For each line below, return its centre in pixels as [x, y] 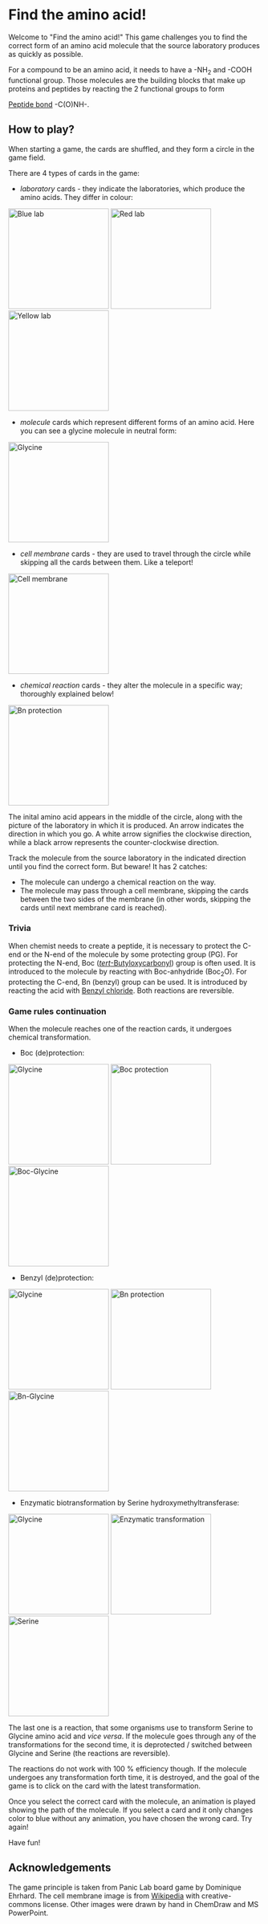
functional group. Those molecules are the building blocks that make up [127, 80]
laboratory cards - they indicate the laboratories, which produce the [132, 188]
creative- [217, 1895]
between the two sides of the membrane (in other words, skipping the [135, 899]
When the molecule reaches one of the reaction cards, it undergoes [120, 1028]
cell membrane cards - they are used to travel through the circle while [135, 554]
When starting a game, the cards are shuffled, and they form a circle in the [132, 149]
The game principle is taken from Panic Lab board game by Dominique [125, 1887]
